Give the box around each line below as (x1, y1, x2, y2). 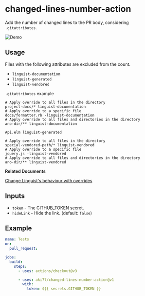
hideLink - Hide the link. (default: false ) (12, 210, 92, 216)
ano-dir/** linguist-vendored (5, 159, 67, 164)
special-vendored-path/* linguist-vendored (5, 142, 95, 147)
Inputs (5, 192, 25, 200)
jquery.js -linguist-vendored (5, 151, 67, 156)
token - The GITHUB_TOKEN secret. (12, 205, 84, 211)
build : (9, 259, 23, 264)
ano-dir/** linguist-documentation (5, 121, 77, 126)
